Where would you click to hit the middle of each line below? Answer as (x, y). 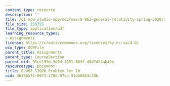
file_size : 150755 (25, 24)
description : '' (22, 15)
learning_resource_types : (32, 33)
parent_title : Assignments (34, 52)
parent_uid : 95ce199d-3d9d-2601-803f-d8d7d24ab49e (60, 62)
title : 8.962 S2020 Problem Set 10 (43, 71)
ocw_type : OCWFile (25, 48)
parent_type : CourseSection (35, 57)
